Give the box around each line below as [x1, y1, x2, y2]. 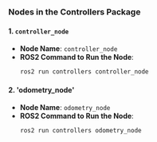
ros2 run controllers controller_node [19, 68, 149, 76]
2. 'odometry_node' [8, 85, 75, 94]
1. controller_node [8, 26, 69, 36]
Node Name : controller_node [19, 44, 118, 53]
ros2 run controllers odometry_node [19, 127, 142, 135]
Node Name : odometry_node [19, 103, 111, 112]
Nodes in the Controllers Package [8, 6, 141, 18]
